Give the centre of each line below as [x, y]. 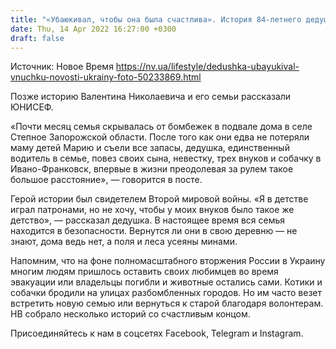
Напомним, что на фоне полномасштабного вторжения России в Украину [168, 261]
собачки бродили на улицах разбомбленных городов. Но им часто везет [166, 293]
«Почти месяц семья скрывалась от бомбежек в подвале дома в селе [161, 127]
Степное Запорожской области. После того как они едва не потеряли [160, 137]
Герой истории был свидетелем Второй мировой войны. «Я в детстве [159, 199]
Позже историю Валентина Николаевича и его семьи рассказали [151, 97]
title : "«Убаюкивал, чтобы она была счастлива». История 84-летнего [156, 19]
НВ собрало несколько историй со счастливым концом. [130, 314]
